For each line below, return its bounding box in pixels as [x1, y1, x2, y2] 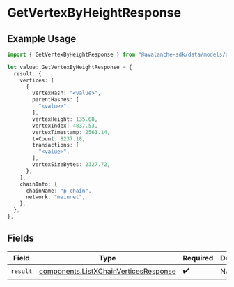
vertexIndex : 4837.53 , [32, 122, 98, 129]
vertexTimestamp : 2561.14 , [32, 128, 111, 135]
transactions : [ [32, 142, 79, 149]
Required [182, 253, 214, 263]
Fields [7, 233, 35, 244]
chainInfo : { [19, 180, 58, 188]
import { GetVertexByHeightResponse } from [7, 51, 136, 58]
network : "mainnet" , [25, 193, 86, 200]
